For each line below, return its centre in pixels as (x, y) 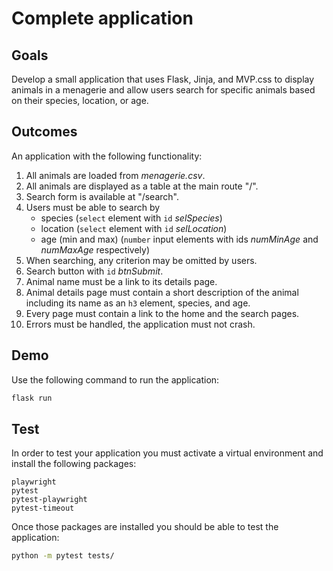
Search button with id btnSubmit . (94, 271)
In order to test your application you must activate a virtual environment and (167, 453)
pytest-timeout (43, 508)
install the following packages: (74, 464)
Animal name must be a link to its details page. (121, 281)
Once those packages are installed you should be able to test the (145, 527)
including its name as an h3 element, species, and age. (138, 303)
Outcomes (44, 132)
